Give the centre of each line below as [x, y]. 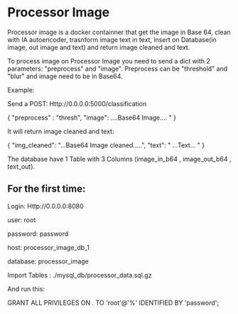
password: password [38, 234]
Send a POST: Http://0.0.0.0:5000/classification [77, 103]
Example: [21, 90]
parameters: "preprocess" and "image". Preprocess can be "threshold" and [118, 68]
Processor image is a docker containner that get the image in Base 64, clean [119, 32]
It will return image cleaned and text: [61, 131]
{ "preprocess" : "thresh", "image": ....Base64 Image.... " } [92, 117]
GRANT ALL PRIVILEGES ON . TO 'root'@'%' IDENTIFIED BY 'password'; [113, 303]
